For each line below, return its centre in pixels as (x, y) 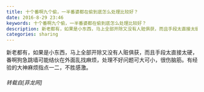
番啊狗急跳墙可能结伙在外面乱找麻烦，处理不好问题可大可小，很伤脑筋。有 (99, 60)
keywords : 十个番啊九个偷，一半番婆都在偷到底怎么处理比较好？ (76, 23)
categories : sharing (32, 34)
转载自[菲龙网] (24, 82)
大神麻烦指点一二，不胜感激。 (54, 68)
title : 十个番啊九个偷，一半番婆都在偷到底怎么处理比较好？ (72, 12)
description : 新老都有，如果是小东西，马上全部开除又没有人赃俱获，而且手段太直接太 (101, 29)
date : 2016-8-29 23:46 (35, 18)
